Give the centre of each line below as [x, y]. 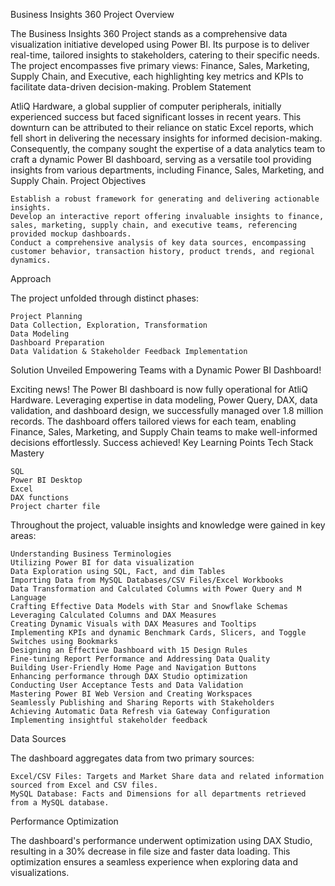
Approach [31, 278]
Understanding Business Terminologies [91, 554]
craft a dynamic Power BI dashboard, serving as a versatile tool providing [161, 159]
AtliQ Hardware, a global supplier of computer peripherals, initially [146, 106]
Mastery [27, 453]
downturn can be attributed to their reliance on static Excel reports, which [162, 127]
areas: [23, 535]
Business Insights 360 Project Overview [92, 14]
